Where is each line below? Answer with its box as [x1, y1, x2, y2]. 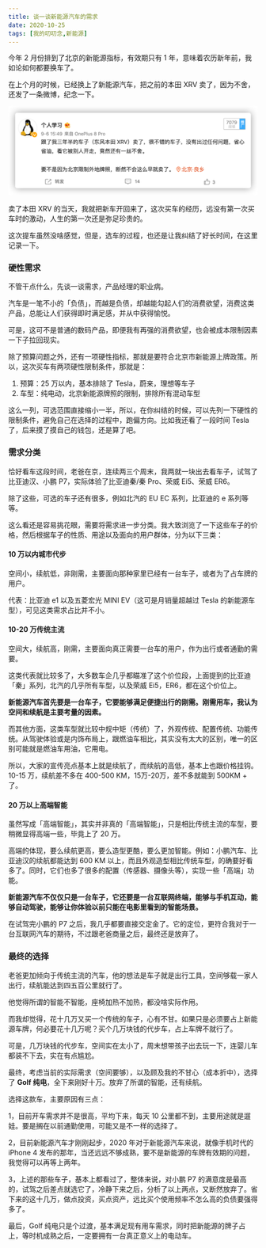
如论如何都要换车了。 [8, 63, 78, 73]
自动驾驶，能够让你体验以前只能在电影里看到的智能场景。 [14, 903, 203, 912]
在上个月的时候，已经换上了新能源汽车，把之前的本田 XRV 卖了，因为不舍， [8, 80, 255, 89]
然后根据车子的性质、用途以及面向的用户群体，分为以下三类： [21, 530, 223, 539]
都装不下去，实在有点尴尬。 [8, 1050, 99, 1060]
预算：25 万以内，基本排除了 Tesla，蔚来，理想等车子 [19, 379, 196, 388]
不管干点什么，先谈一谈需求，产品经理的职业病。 [8, 282, 168, 291]
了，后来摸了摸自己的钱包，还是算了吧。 [8, 425, 140, 435]
